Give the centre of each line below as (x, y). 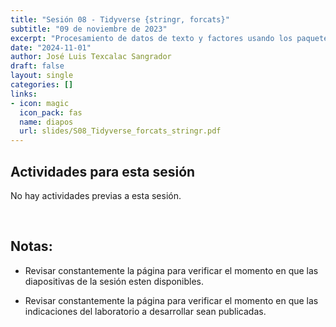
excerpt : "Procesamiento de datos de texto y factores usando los (151, 38)
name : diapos (46, 122)
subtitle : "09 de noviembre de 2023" (89, 29)
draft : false (37, 66)
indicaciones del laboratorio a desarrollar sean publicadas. (145, 311)
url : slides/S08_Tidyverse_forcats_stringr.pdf (120, 131)
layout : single (42, 76)
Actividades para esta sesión (103, 171)
